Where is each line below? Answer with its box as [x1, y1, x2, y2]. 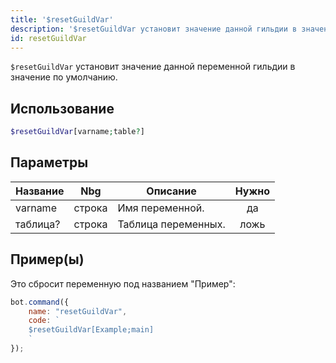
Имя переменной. [117, 201, 205, 215]
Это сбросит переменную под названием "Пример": [10, 277, 236, 290]
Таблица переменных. [117, 217, 226, 231]
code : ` [28, 316, 60, 326]
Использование [10, 100, 115, 117]
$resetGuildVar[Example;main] [28, 325, 155, 335]
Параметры [10, 154, 89, 171]
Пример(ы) [10, 251, 85, 268]
